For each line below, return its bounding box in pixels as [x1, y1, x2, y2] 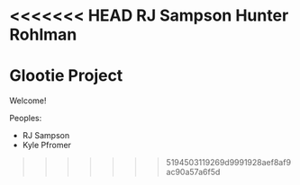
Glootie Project [9, 66, 123, 86]
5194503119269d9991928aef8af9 [166, 157, 291, 168]
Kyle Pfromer [22, 140, 72, 151]
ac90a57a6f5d [166, 167, 221, 178]
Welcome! [9, 95, 47, 106]
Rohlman [9, 24, 77, 45]
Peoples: [9, 113, 42, 124]
